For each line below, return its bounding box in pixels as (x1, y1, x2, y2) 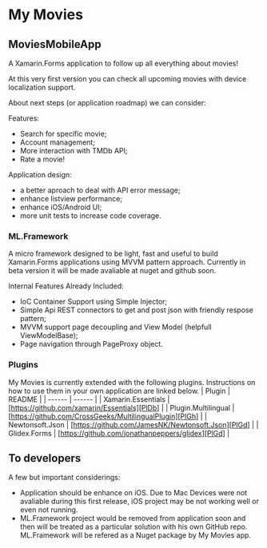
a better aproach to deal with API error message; (19, 185, 181, 195)
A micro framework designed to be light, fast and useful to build (8, 249, 218, 259)
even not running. (19, 505, 78, 514)
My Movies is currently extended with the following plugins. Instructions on (8, 377, 256, 387)
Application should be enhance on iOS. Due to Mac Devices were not (19, 488, 248, 498)
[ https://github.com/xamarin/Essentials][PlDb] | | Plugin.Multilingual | (8, 403, 235, 412)
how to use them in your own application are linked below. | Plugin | (8, 386, 230, 395)
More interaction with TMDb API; (19, 146, 128, 155)
